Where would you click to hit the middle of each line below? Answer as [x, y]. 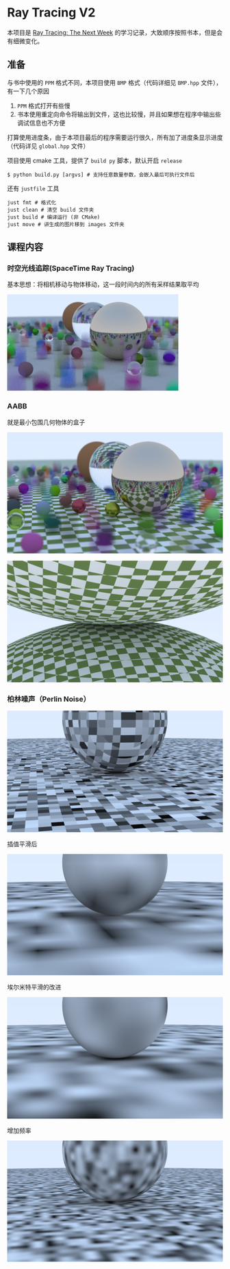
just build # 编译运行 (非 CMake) [54, 217]
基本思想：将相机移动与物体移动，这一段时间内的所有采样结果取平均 [103, 284]
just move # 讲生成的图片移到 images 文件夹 [66, 224]
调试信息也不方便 [41, 123]
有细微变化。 [25, 41]
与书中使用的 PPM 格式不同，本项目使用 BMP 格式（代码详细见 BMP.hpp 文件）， [115, 82]
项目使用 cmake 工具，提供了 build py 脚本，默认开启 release [95, 160]
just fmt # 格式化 [32, 202]
